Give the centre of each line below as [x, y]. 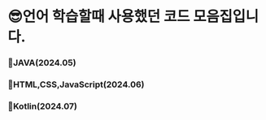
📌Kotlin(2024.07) [43, 106]
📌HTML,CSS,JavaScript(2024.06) [76, 84]
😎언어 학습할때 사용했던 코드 [99, 17]
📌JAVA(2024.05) [42, 63]
